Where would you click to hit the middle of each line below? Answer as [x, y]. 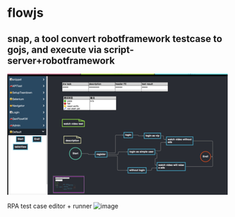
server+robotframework [61, 61]
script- [119, 49]
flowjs [26, 13]
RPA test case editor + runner [50, 206]
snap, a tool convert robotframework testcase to [115, 39]
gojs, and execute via [55, 49]
